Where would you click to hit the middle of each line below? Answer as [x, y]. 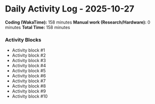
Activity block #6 [29, 76]
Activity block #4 [29, 65]
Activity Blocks [23, 39]
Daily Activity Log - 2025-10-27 [70, 9]
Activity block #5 [29, 71]
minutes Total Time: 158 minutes [38, 27]
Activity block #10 [30, 96]
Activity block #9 [29, 91]
